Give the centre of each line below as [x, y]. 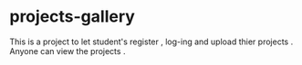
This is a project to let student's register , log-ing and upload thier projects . [151, 42]
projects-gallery [72, 17]
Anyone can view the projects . [68, 51]
